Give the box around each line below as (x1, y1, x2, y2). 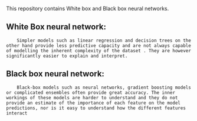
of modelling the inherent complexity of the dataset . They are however (6, 48, 192, 53)
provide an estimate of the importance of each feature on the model (6, 100, 181, 106)
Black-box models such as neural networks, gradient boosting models (17, 85, 192, 90)
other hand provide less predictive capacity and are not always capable (6, 42, 192, 49)
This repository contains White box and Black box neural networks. (6, 5, 169, 12)
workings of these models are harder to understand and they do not (6, 95, 178, 100)
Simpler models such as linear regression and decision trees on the (17, 38, 192, 43)
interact (6, 110, 28, 116)
